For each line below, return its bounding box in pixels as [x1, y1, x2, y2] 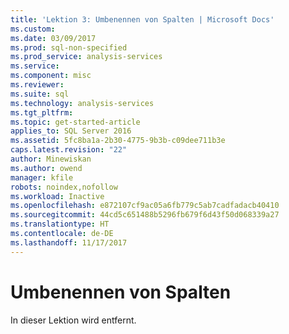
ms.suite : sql [10, 89, 70, 99]
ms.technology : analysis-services [10, 98, 155, 108]
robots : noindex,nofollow [10, 182, 118, 192]
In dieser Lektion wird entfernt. [10, 314, 137, 326]
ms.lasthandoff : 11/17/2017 [10, 237, 128, 248]
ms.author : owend [10, 163, 83, 173]
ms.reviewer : [10, 80, 65, 90]
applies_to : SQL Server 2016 [10, 126, 132, 136]
